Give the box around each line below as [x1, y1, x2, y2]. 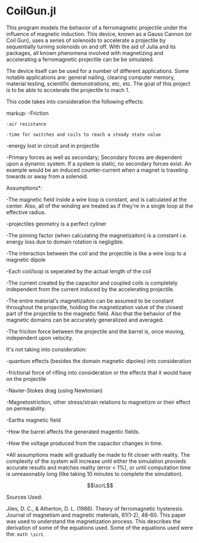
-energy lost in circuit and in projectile [6, 142, 99, 149]
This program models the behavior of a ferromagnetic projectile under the [6, 24, 188, 31]
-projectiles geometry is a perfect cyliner [6, 220, 107, 227]
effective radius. [6, 208, 46, 216]
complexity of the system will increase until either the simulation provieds [6, 457, 186, 465]
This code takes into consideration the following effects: [6, 97, 144, 105]
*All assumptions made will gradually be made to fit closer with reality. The [6, 451, 191, 458]
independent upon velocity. [6, 334, 73, 341]
